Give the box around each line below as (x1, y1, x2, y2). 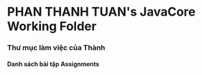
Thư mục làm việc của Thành (7, 43, 105, 52)
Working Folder (7, 18, 97, 34)
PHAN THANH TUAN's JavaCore (7, 4, 197, 20)
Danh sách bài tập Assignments (7, 59, 99, 68)
